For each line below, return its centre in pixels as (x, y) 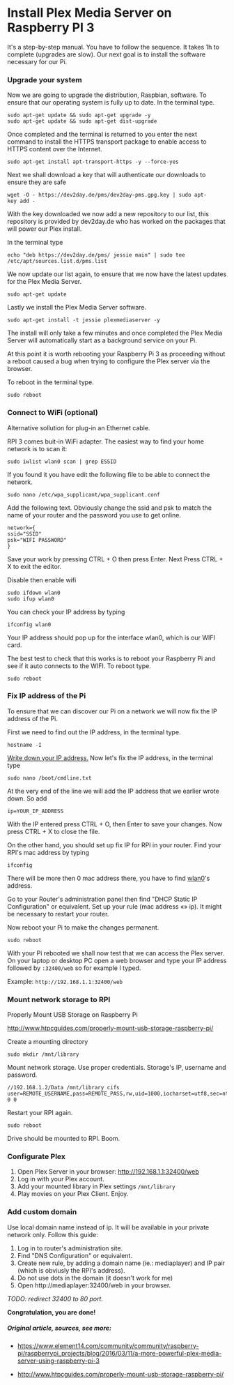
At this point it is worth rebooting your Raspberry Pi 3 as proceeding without (116, 354)
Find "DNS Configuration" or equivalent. (75, 1255)
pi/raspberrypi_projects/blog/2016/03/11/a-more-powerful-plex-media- (119, 1353)
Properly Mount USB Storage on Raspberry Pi (72, 1015)
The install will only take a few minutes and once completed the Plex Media (115, 333)
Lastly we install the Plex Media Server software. (77, 308)
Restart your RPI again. (40, 1113)
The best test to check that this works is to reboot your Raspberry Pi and (111, 658)
